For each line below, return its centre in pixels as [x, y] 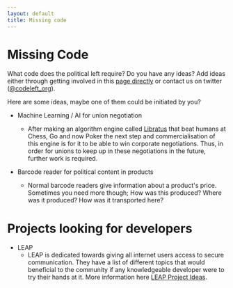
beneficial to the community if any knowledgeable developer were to [126, 270]
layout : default [31, 14]
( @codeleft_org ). [31, 88]
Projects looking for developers [100, 229]
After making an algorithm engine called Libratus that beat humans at [127, 129]
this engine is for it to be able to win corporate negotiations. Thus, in [126, 144]
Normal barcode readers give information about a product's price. [122, 186]
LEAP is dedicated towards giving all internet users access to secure [126, 255]
